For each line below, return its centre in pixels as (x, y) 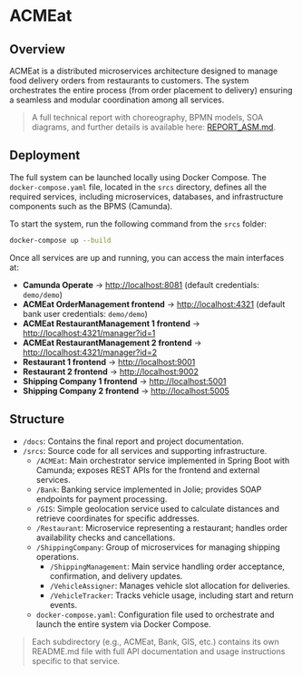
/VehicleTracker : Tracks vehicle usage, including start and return (171, 595)
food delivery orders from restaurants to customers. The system (129, 81)
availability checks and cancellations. (106, 537)
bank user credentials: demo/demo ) (85, 313)
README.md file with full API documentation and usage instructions (158, 651)
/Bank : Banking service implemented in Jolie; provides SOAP (149, 489)
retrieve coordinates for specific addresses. (117, 518)
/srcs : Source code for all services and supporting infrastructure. (145, 450)
